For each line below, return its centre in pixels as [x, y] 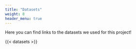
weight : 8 [15, 14]
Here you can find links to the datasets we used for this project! [68, 33]
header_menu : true [23, 18]
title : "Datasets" [23, 9]
